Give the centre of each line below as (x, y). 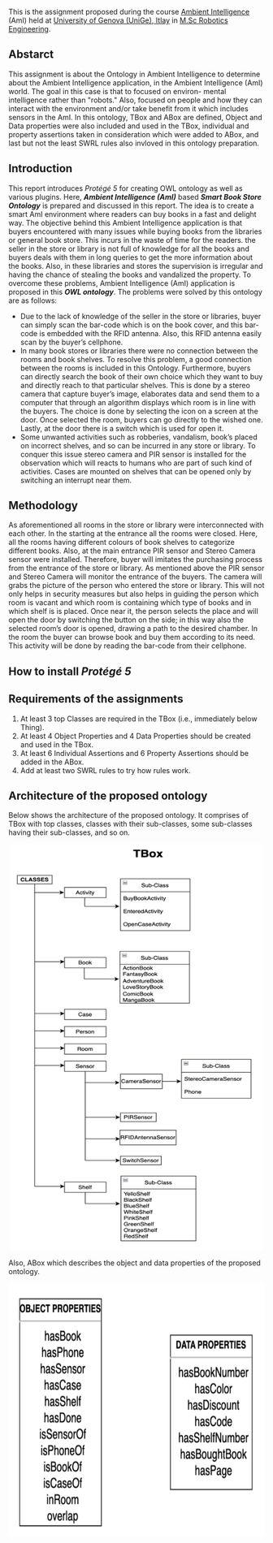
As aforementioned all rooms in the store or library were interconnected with (136, 525)
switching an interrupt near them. (76, 480)
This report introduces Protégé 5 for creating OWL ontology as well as (126, 188)
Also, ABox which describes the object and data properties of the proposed (135, 1263)
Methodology (43, 506)
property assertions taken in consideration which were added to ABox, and (134, 134)
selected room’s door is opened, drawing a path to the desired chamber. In (133, 629)
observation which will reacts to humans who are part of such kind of (136, 463)
